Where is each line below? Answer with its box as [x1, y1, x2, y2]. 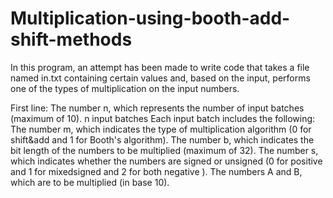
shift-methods [10, 28, 133, 51]
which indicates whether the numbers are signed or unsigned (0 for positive [10, 155, 323, 167]
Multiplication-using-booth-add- [10, 7, 291, 30]
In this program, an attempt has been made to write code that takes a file [10, 61, 310, 73]
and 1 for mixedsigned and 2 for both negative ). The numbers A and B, [10, 165, 303, 177]
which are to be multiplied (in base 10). [10, 176, 170, 188]
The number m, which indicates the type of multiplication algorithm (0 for [10, 123, 312, 135]
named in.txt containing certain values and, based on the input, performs [10, 72, 311, 84]
